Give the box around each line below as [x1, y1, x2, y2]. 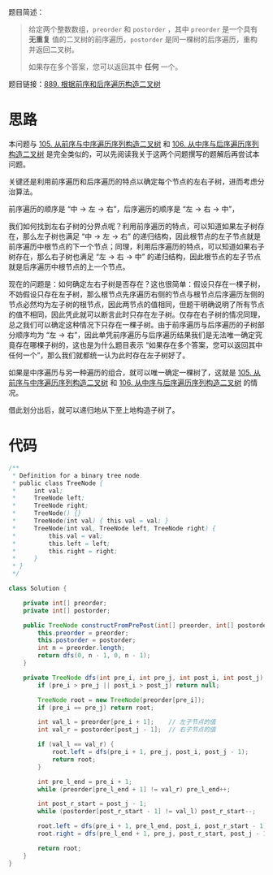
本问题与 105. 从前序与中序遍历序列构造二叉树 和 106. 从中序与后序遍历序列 [8, 139, 259, 149]
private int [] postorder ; [23, 606, 111, 615]
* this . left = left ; [11, 539, 111, 548]
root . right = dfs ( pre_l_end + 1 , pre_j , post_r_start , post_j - [37, 830, 260, 838]
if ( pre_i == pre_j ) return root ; [37, 704, 154, 712]
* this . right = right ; [11, 547, 118, 555]
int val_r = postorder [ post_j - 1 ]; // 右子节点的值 [37, 726, 216, 734]
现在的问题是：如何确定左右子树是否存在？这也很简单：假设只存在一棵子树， [8, 279, 265, 288]
